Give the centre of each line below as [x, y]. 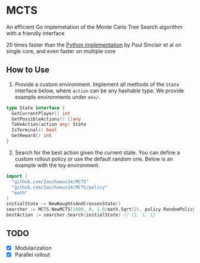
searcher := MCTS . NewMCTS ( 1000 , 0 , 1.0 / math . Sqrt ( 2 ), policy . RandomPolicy [101, 209]
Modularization [33, 247]
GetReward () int [32, 136]
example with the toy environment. [57, 165]
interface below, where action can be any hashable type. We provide [99, 91]
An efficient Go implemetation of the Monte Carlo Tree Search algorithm [94, 27]
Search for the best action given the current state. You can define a [97, 152]
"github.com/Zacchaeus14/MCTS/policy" [60, 187]
